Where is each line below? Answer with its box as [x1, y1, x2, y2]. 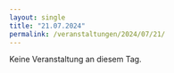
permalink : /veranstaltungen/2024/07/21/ [9, 29, 166, 38]
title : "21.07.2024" [9, 21, 87, 30]
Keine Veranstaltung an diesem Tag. [9, 54, 142, 65]
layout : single [9, 12, 66, 22]
